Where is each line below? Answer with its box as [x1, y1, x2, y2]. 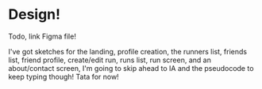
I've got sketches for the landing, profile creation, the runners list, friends [8, 46, 248, 56]
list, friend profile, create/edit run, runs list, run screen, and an [8, 55, 212, 65]
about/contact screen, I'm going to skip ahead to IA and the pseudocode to [8, 63, 254, 72]
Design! [8, 6, 61, 24]
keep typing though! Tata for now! [8, 72, 119, 81]
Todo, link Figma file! [8, 32, 77, 41]
